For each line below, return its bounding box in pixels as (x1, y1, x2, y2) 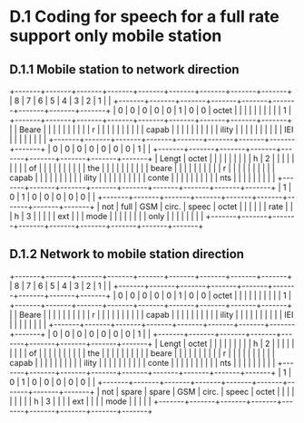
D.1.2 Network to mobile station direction (9, 246, 245, 262)
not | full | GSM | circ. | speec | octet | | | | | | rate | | (101, 201, 293, 212)
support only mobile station (9, 25, 222, 46)
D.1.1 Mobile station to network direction (9, 62, 240, 77)
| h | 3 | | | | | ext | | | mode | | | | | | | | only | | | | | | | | (9, 211, 204, 221)
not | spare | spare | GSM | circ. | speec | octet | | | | (101, 386, 295, 397)
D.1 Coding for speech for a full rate (9, 6, 279, 27)
